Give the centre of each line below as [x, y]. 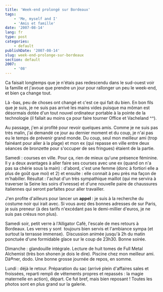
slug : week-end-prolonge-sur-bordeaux [44, 55]
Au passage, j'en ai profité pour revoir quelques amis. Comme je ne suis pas [81, 127]
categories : [17, 42]
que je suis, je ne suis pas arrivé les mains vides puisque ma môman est [77, 108]
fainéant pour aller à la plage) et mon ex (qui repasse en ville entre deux [77, 143]
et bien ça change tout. [28, 93]
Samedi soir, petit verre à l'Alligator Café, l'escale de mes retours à [72, 224]
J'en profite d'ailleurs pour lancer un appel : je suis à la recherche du [74, 198]
